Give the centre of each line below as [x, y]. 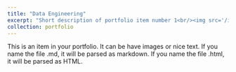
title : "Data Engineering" [47, 14]
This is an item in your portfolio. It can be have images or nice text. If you [112, 47]
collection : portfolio [40, 27]
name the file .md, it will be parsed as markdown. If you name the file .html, [116, 54]
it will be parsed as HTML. [45, 62]
